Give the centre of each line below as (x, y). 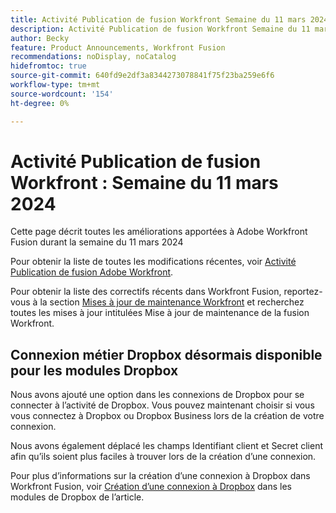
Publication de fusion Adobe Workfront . (92, 272)
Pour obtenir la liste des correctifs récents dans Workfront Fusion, (146, 292)
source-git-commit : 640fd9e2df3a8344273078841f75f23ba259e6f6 (142, 76)
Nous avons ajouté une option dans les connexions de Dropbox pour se (157, 395)
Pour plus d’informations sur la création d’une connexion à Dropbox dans (160, 476)
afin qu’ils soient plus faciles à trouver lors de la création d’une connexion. (163, 457)
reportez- (303, 292)
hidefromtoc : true (48, 66)
